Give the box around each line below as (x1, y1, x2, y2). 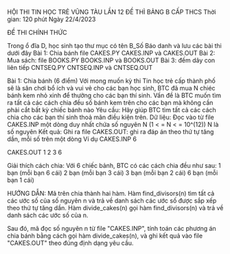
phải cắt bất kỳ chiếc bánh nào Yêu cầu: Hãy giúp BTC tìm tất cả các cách (7, 106, 216, 114)
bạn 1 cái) (7, 176, 34, 184)
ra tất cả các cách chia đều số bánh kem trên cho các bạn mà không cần (7, 99, 214, 107)
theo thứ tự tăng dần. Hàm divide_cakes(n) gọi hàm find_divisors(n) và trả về (7, 204, 224, 212)
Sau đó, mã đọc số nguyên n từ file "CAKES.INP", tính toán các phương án (7, 225, 216, 232)
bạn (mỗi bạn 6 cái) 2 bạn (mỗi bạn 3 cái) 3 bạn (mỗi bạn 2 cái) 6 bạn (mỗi (7, 169, 218, 177)
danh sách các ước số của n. (7, 211, 89, 219)
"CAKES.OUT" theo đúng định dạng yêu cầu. (7, 239, 134, 247)
